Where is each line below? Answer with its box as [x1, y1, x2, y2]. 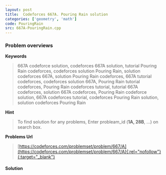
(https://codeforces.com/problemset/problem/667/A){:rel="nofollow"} [17, 149, 161, 155]
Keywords [5, 53, 27, 59]
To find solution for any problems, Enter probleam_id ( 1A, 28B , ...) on [17, 119, 159, 125]
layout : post [5, 7, 32, 12]
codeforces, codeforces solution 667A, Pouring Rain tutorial [17, 79, 141, 85]
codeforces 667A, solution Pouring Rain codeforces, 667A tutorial [17, 73, 152, 79]
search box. [17, 124, 42, 130]
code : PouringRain [5, 21, 43, 26]
